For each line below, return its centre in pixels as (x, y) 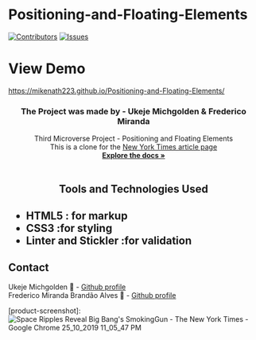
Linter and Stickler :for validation (109, 240)
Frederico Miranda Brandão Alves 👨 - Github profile (92, 295)
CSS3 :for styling (69, 228)
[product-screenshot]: (45, 311)
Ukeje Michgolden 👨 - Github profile (67, 287)
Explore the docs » (134, 156)
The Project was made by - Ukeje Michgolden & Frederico (134, 111)
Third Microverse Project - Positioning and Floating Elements (134, 139)
